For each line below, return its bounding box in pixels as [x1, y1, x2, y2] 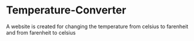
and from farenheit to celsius [6, 29, 76, 36]
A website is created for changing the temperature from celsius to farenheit [6, 23, 189, 30]
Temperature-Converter [6, 4, 126, 17]
